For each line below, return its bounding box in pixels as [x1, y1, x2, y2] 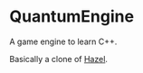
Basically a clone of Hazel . [9, 53, 109, 64]
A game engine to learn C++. [9, 36, 118, 47]
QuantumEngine [9, 6, 134, 27]
